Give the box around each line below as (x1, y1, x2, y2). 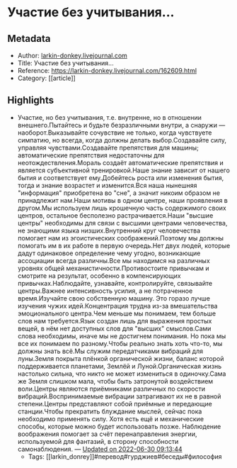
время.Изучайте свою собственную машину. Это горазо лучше (17, 294, 211, 302)
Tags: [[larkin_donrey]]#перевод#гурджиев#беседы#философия (28, 452, 222, 461)
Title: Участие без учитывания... (17, 59, 115, 67)
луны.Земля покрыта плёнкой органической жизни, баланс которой (17, 354, 224, 362)
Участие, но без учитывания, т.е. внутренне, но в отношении (17, 113, 202, 121)
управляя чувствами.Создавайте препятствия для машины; (17, 143, 200, 152)
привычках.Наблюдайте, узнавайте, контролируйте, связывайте (17, 279, 213, 287)
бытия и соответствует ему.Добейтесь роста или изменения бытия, (17, 173, 224, 182)
